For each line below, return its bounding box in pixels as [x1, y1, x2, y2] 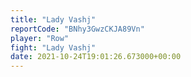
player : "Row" [10, 33, 70, 43]
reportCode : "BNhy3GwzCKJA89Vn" [10, 24, 145, 34]
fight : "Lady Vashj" [10, 42, 97, 53]
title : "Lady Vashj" [10, 14, 97, 25]
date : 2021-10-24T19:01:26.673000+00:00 [10, 52, 182, 62]
